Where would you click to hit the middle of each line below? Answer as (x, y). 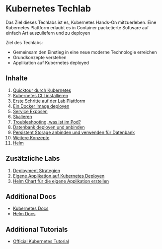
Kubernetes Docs (31, 208)
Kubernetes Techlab (48, 9)
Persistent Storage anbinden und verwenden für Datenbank (74, 132)
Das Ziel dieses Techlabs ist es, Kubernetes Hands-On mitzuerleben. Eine (81, 22)
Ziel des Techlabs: (24, 42)
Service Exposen (30, 111)
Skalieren (22, 117)
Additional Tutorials (37, 229)
